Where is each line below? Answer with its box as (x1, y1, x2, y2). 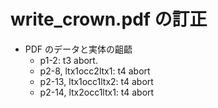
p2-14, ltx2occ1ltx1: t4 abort (39, 86, 155, 98)
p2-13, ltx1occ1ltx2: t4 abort (39, 75, 154, 87)
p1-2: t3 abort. (39, 54, 98, 66)
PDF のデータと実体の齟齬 (24, 43, 133, 55)
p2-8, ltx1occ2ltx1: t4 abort (39, 65, 151, 77)
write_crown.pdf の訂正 (10, 8, 208, 31)
